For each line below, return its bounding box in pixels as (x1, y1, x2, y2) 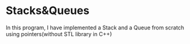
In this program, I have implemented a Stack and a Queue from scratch (6, 24, 184, 31)
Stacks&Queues (6, 4, 89, 18)
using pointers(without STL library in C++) (6, 30, 112, 37)
